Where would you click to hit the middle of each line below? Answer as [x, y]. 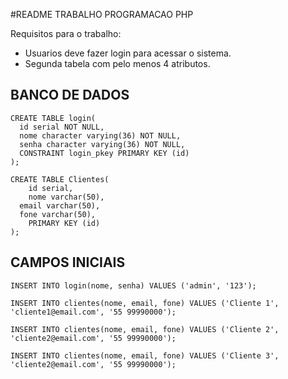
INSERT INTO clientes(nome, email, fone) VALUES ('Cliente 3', [145, 355]
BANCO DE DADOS [70, 95]
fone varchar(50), [58, 214]
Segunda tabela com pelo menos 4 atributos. [117, 63]
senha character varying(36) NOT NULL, [102, 144]
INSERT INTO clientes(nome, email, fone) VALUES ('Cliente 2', [145, 329]
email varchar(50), [60, 205]
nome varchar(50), [66, 197]
